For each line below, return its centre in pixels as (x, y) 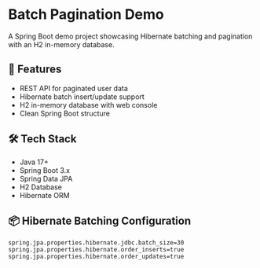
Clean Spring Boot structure (64, 113)
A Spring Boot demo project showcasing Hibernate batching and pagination (130, 36)
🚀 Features (35, 70)
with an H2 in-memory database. (62, 44)
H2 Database (41, 187)
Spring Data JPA (46, 178)
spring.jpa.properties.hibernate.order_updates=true (96, 257)
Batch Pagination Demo (86, 15)
